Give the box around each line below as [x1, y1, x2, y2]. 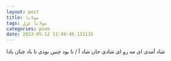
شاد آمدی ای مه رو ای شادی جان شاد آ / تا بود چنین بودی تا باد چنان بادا [6, 48, 166, 55]
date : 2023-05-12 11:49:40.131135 [6, 31, 94, 37]
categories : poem [6, 25, 50, 32]
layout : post [6, 8, 39, 15]
